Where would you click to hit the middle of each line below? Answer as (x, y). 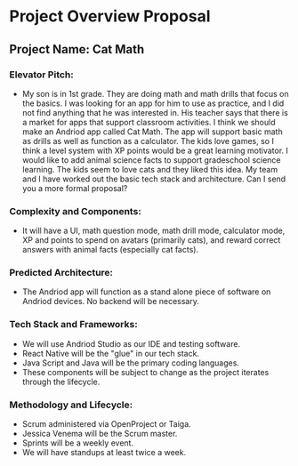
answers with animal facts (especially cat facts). (110, 250)
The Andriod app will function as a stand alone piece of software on (146, 292)
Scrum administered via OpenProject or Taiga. (106, 424)
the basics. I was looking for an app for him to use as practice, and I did (153, 103)
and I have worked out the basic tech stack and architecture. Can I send (154, 179)
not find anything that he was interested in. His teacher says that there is (155, 112)
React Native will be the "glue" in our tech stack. (111, 353)
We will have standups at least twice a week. (104, 453)
